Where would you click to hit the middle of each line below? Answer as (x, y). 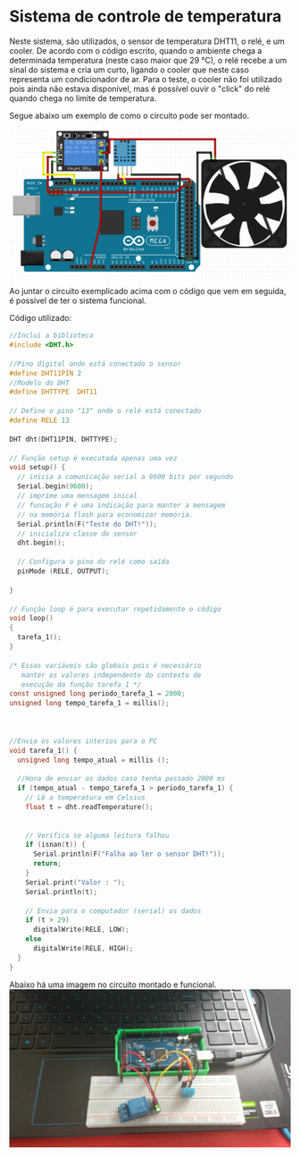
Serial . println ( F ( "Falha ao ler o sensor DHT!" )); (129, 854)
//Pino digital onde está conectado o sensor (95, 364)
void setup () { (37, 468)
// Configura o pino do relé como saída (93, 562)
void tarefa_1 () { (43, 750)
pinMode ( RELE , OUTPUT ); (63, 571)
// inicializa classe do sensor (78, 534)
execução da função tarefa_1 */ (81, 684)
